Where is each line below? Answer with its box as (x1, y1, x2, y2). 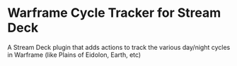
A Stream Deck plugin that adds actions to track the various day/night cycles (7, 43, 231, 51)
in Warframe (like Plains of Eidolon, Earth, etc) (7, 51, 141, 59)
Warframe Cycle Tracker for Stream (7, 5, 221, 21)
